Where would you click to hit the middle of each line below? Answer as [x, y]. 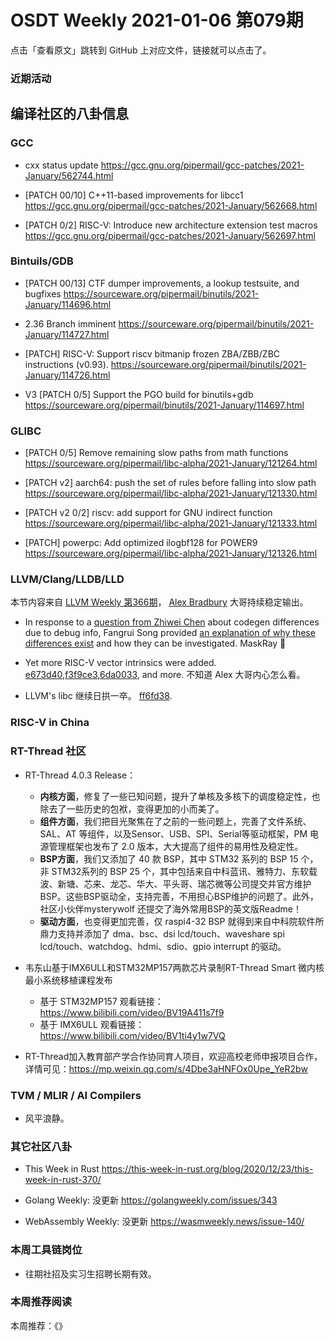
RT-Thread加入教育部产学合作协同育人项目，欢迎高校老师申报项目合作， [173, 1056]
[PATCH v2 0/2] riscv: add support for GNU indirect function [148, 513]
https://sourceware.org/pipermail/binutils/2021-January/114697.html [164, 405]
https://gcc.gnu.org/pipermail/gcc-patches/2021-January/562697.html [170, 235]
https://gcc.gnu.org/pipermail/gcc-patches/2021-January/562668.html [171, 205]
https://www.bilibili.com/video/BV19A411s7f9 [132, 1012]
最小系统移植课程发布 [68, 980]
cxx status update [61, 165]
